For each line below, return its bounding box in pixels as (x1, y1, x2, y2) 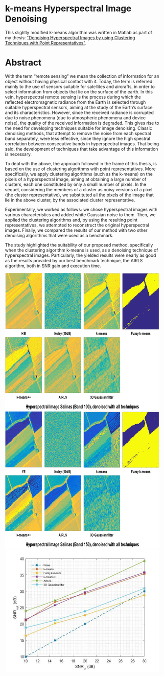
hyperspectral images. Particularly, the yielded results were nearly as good (5, 252, 156, 258)
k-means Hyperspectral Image (5, 3, 132, 14)
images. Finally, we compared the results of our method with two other (5, 227, 148, 233)
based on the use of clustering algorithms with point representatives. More (5, 166, 156, 172)
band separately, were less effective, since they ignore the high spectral (5, 135, 151, 141)
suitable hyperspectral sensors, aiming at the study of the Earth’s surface (5, 104, 153, 110)
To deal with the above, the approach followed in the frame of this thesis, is (5, 160, 157, 166)
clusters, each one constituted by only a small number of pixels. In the (5, 181, 146, 187)
